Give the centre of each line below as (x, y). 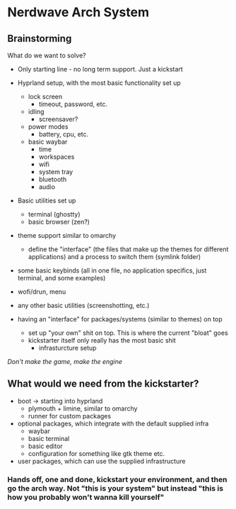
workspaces (57, 157)
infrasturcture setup (67, 348)
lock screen (45, 97)
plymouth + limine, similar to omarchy (83, 408)
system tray (56, 172)
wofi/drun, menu (42, 292)
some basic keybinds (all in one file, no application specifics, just (112, 270)
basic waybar (48, 142)
